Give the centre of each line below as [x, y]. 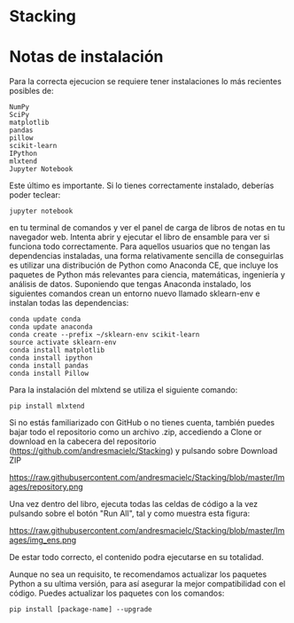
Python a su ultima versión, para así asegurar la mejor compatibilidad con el [147, 584]
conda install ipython [51, 358]
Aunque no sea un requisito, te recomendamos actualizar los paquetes [138, 574]
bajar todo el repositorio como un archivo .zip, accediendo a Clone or [136, 432]
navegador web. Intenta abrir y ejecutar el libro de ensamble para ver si [139, 238]
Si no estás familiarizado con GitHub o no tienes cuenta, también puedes [142, 423]
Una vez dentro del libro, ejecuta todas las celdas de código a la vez [134, 504]
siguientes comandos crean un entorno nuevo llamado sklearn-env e [135, 293]
